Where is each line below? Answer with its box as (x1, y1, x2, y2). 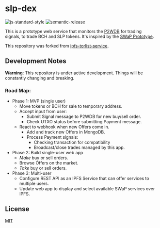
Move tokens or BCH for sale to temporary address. (19, 103, 123, 109)
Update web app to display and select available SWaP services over (19, 186, 155, 192)
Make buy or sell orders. (19, 155, 68, 161)
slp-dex (5, 3, 37, 14)
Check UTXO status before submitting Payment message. (26, 119, 142, 125)
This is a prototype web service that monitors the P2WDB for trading (5, 28, 142, 34)
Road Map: (5, 87, 31, 94)
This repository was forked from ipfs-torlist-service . (5, 43, 109, 49)
